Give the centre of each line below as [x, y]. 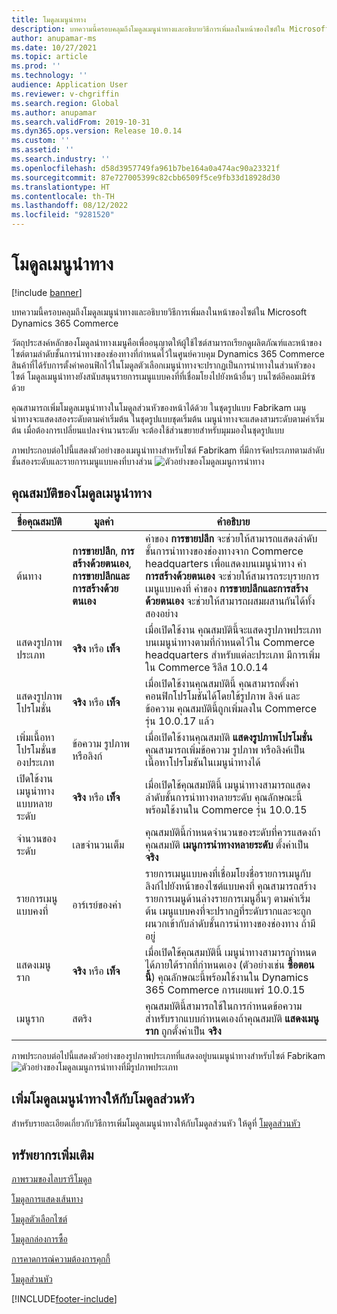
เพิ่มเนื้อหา [35, 737]
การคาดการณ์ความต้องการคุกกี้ [61, 1259]
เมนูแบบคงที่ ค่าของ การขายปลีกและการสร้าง [226, 588]
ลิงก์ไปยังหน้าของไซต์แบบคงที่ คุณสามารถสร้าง [230, 886]
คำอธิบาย [233, 521]
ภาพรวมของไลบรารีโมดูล [52, 1179]
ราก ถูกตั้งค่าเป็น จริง [183, 1031]
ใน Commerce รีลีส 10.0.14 [206, 667]
